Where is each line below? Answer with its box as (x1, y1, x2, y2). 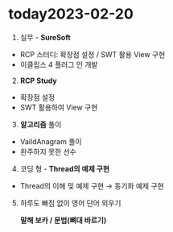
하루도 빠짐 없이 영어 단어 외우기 (19, 198, 122, 208)
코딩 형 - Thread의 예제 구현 (19, 164, 110, 173)
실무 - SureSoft (19, 32, 71, 42)
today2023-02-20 (8, 5, 134, 23)
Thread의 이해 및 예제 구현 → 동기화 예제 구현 (19, 180, 164, 190)
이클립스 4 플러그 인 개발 (19, 60, 98, 69)
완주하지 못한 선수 (19, 147, 76, 156)
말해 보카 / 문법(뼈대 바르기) (19, 215, 107, 225)
